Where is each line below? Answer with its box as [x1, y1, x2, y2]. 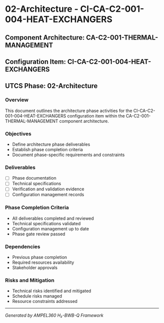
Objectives [5, 130, 32, 137]
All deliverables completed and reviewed [12, 215, 94, 221]
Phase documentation [12, 175, 57, 181]
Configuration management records [12, 192, 84, 198]
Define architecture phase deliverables [12, 141, 90, 147]
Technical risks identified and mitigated [12, 288, 91, 294]
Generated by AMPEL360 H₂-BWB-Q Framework [5, 312, 103, 319]
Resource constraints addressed [12, 299, 78, 304]
